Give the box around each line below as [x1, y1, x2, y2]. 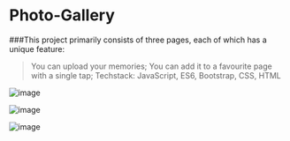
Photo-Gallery [9, 5, 115, 26]
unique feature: [9, 43, 65, 54]
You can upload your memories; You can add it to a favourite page [30, 61, 272, 71]
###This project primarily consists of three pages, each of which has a [9, 34, 267, 45]
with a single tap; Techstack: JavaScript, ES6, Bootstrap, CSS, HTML [30, 70, 281, 80]
